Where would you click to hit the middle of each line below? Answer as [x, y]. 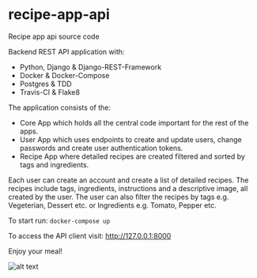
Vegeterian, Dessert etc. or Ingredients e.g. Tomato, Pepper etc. [112, 205]
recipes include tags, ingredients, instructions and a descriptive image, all [128, 188]
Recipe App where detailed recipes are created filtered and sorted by [132, 156]
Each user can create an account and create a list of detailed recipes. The [128, 180]
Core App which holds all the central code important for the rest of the [134, 122]
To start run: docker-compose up [59, 220]
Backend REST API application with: [66, 51]
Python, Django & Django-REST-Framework [91, 67]
